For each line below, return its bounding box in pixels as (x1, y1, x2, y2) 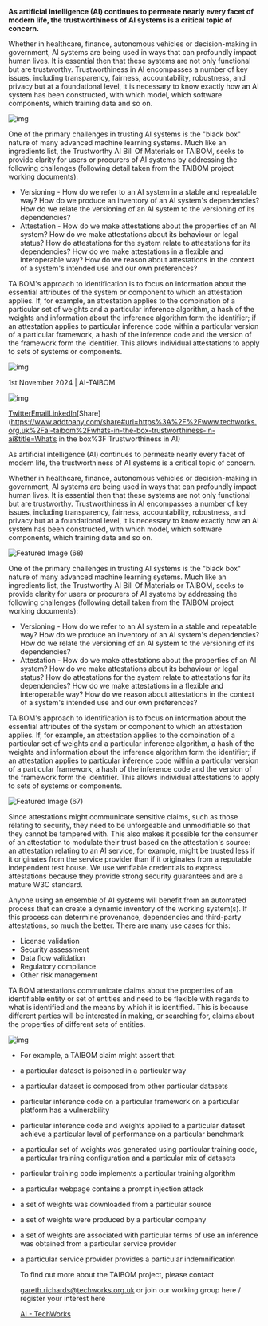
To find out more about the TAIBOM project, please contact (19, 1270, 215, 1279)
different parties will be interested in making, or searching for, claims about (8, 1011, 254, 1020)
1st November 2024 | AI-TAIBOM (8, 378, 116, 387)
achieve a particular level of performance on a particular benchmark (19, 1129, 245, 1139)
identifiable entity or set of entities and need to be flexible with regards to (8, 994, 250, 1004)
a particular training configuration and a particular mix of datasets (19, 1153, 237, 1162)
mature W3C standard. (8, 880, 83, 889)
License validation (19, 937, 80, 945)
